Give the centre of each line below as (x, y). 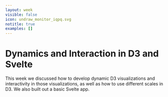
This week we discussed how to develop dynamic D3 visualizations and (80, 78)
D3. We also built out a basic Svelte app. (47, 89)
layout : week (19, 10)
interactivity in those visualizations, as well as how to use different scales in (84, 84)
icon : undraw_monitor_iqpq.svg (38, 19)
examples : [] (19, 29)
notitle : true (20, 24)
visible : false (21, 15)
